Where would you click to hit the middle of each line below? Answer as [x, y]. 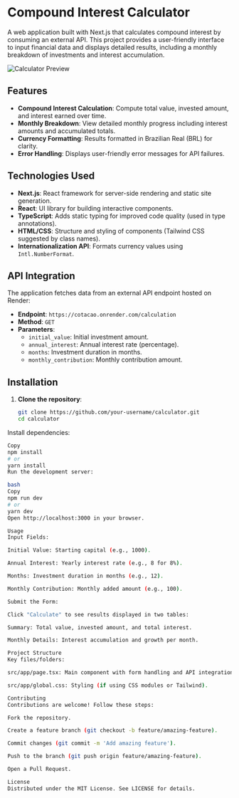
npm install [25, 452]
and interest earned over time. [62, 115]
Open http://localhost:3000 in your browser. [76, 518]
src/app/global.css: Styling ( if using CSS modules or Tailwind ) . [108, 685]
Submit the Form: [33, 602]
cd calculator [38, 419]
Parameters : [36, 330]
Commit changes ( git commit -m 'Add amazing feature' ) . [92, 744]
